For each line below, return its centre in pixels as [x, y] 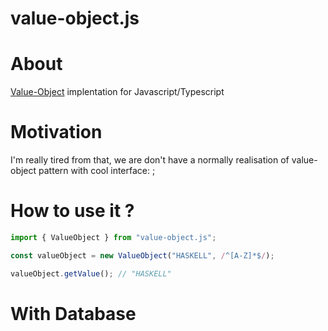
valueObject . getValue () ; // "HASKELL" [91, 273]
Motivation [56, 132]
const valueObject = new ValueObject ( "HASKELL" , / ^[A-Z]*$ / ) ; [142, 255]
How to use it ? [72, 211]
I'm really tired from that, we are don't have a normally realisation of [150, 160]
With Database [73, 313]
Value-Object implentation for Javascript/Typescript [117, 92]
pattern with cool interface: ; [97, 171]
